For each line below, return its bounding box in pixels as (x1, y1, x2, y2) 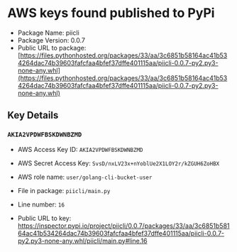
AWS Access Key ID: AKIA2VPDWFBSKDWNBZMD (17, 145, 143, 153)
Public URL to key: (17, 214, 72, 222)
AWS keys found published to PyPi (7, 5, 215, 21)
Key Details (7, 109, 59, 121)
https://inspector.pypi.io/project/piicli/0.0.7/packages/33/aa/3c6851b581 (17, 221, 230, 230)
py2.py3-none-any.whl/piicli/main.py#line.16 (17, 236, 148, 245)
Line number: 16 (17, 200, 65, 209)
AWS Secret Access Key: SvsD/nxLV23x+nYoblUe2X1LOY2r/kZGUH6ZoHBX (17, 158, 220, 168)
